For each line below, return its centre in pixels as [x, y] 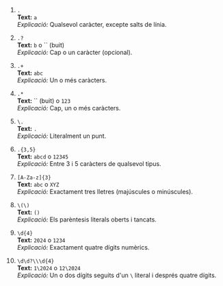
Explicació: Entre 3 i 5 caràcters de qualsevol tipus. [89, 164]
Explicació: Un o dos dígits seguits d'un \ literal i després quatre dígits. [117, 275]
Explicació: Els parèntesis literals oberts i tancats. [87, 219]
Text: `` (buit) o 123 [43, 101]
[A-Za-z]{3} [34, 178]
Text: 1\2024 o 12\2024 [49, 268]
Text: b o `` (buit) [41, 45]
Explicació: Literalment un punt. [62, 136]
